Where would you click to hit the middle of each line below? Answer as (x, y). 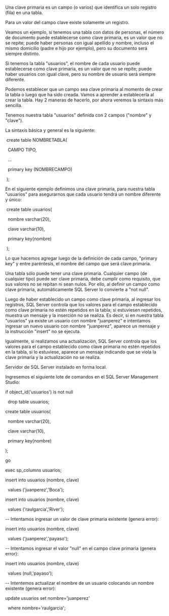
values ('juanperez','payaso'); (38, 539)
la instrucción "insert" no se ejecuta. (43, 331)
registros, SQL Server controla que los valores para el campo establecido (81, 304)
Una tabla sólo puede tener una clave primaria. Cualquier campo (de (76, 273)
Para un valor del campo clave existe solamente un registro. (67, 22)
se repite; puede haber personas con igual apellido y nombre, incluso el (80, 43)
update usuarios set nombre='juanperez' (47, 598)
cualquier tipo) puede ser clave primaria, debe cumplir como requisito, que (83, 279)
